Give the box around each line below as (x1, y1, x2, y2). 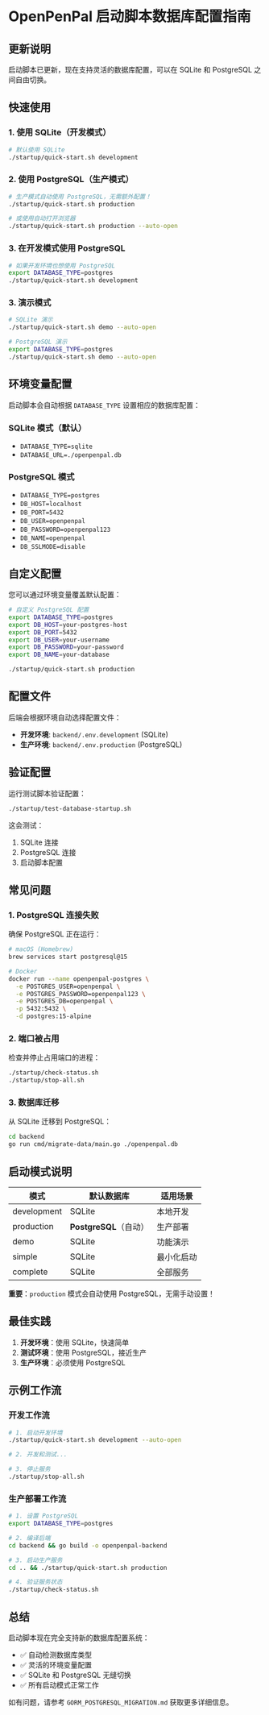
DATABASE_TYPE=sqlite (19, 442, 93, 451)
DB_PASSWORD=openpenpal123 (19, 525, 111, 534)
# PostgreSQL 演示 (8, 338, 68, 347)
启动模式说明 (8, 1165, 72, 1178)
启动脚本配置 (19, 857, 63, 867)
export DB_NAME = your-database (8, 650, 110, 659)
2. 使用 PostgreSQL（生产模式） (8, 174, 134, 185)
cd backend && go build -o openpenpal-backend (8, 1541, 168, 1550)
